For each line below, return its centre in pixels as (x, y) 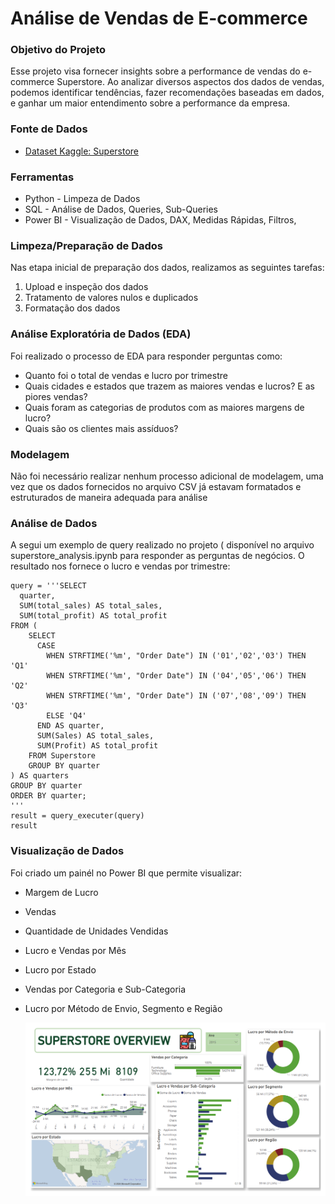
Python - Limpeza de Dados (82, 199)
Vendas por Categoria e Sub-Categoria (105, 989)
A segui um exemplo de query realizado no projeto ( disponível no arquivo (162, 545)
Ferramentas (42, 177)
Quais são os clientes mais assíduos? (101, 428)
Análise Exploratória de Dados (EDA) (101, 334)
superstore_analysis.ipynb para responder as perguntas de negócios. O (157, 556)
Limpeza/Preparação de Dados (87, 245)
